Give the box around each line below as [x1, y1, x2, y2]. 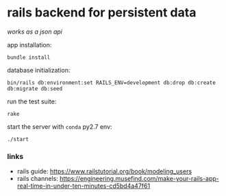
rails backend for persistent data [7, 5, 197, 21]
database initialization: [7, 66, 71, 74]
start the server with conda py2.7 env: [7, 122, 112, 131]
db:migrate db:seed [7, 85, 63, 92]
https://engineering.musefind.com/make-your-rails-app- [59, 175, 219, 183]
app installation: [7, 40, 52, 49]
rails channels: [16, 175, 58, 183]
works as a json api [7, 27, 63, 36]
